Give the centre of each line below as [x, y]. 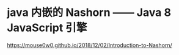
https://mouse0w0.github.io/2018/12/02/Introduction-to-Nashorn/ [90, 45]
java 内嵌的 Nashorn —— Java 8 [89, 13]
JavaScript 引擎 [47, 28]
